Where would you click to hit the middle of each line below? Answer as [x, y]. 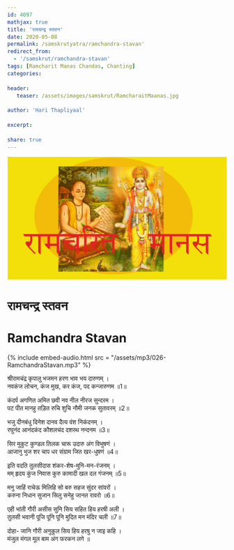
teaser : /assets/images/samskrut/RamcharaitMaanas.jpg [97, 96]
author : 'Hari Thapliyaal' [46, 110]
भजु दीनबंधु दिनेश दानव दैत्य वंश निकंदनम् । [55, 422]
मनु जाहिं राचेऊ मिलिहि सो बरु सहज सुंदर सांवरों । [62, 487]
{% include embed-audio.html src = [58, 358]
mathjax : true [28, 22]
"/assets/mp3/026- [139, 358]
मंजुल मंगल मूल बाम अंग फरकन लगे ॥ [49, 539]
